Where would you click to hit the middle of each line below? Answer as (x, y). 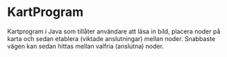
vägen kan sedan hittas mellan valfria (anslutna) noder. (86, 46)
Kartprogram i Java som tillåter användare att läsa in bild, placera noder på (114, 31)
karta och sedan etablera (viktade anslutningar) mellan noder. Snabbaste (111, 38)
